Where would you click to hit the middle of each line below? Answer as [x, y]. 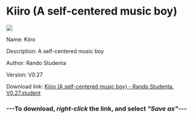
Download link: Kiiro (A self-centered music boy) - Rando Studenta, [90, 86]
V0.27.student [24, 93]
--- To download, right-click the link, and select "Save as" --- [97, 109]
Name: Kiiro [21, 39]
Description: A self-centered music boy [55, 51]
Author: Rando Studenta [36, 63]
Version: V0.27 [25, 75]
